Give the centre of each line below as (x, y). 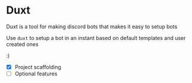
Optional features (36, 74)
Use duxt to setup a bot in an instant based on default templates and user (96, 38)
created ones (22, 44)
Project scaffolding (38, 67)
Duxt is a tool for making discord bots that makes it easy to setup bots (92, 26)
